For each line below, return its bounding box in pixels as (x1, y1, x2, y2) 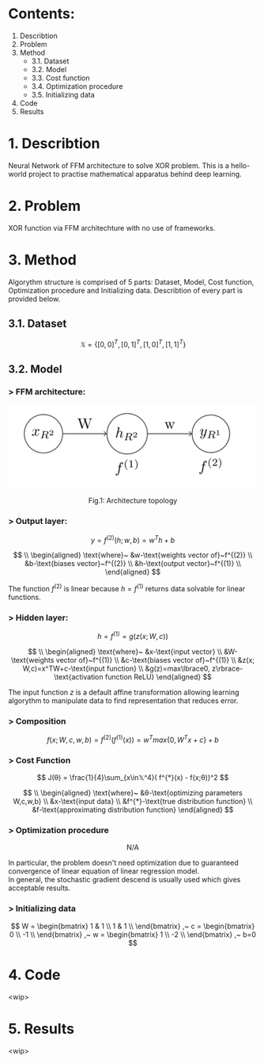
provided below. (8, 294, 61, 304)
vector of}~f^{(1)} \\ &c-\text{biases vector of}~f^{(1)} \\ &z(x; (55, 655, 255, 664)
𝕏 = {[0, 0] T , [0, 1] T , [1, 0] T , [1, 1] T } (79, 338, 187, 349)
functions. (8, 592, 41, 602)
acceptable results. (8, 883, 71, 893)
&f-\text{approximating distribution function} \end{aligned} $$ (32, 805, 234, 815)
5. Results (8, 1019, 75, 1038)
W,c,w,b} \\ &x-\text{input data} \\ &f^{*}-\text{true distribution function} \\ (13, 797, 253, 806)
